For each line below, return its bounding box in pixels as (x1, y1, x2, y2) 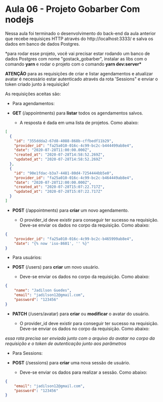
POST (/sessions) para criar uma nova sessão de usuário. (12, 359, 130, 365)
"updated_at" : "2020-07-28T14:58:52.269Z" (14, 157, 103, 162)
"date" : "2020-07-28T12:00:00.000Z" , (14, 180, 92, 185)
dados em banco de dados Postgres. (5, 41, 80, 47)
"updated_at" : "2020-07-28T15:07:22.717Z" (14, 189, 103, 194)
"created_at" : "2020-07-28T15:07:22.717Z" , (14, 184, 105, 189)
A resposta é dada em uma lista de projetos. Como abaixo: (19, 119, 139, 125)
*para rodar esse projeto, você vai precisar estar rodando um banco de (5, 51, 150, 57)
